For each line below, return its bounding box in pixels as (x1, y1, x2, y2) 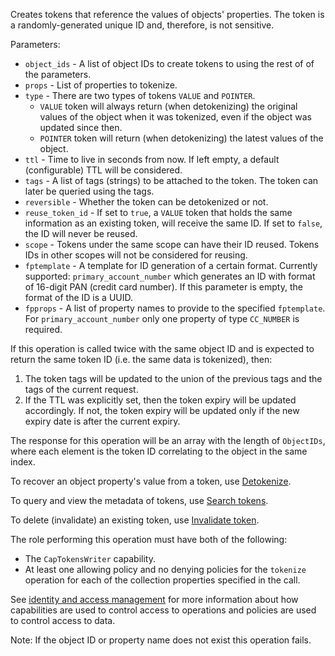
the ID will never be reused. (24, 228, 138, 239)
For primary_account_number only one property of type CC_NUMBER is (24, 313, 300, 324)
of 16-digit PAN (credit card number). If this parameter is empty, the (24, 281, 303, 293)
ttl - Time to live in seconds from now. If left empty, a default (24, 154, 280, 165)
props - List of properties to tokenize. (24, 79, 178, 91)
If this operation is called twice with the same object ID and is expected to (10, 343, 315, 354)
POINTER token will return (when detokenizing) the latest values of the (39, 132, 324, 144)
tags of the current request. (24, 384, 139, 395)
